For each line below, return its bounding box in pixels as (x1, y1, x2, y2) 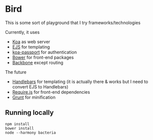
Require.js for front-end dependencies (12, 89, 90, 95)
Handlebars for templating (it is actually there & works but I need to (12, 79, 149, 84)
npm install (5, 121, 30, 126)
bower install (5, 126, 34, 131)
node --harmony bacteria (5, 130, 56, 135)
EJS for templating (12, 44, 50, 50)
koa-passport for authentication (12, 49, 77, 55)
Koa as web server (12, 38, 51, 45)
